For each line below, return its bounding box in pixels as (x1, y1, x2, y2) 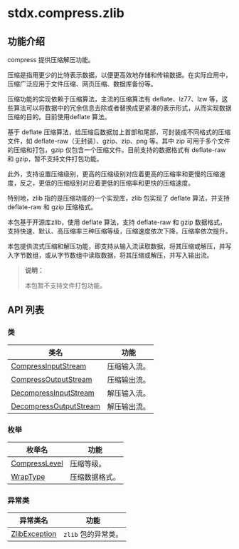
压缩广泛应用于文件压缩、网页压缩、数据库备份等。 (7, 80, 157, 88)
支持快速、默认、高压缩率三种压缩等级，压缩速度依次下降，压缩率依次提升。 (7, 227, 232, 235)
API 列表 (7, 304, 45, 316)
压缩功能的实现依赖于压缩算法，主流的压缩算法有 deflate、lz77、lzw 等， (7, 95, 222, 103)
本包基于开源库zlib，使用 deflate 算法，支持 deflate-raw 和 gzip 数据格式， (7, 218, 226, 226)
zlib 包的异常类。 (63, 530, 123, 540)
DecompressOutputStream (11, 401, 101, 411)
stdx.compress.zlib (7, 5, 124, 21)
